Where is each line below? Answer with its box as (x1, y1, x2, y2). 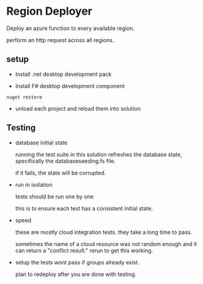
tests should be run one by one (15, 193, 94, 200)
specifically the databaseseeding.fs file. (15, 157, 116, 165)
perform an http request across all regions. (6, 36, 114, 43)
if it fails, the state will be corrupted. (15, 169, 106, 176)
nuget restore (6, 94, 43, 100)
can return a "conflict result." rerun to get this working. (15, 247, 153, 254)
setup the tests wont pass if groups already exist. (15, 258, 139, 266)
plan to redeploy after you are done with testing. (15, 271, 136, 278)
